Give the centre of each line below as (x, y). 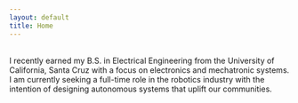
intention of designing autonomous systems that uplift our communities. (141, 89)
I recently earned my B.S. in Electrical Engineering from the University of (142, 60)
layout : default (39, 17)
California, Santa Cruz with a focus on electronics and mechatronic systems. (149, 70)
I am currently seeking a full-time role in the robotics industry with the (137, 79)
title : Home (31, 26)
